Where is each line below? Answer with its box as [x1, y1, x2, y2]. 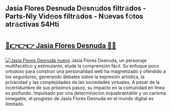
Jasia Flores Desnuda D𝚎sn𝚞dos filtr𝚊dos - [5, 4, 146, 13]
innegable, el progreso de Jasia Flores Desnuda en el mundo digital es [5, 96, 154, 101]
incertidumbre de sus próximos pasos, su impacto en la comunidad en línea [5, 84, 165, 91]
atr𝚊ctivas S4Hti [5, 20, 59, 29]
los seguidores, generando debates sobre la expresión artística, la [5, 74, 145, 80]
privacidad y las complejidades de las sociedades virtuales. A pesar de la [5, 79, 160, 85]
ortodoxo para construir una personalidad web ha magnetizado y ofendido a [5, 69, 166, 74]
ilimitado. [5, 101, 25, 107]
